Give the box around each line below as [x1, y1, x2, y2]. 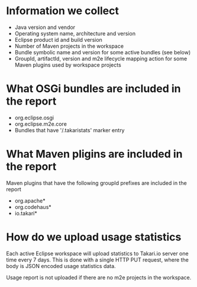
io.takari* [14, 210, 37, 217]
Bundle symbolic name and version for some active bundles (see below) [14, 48, 191, 56]
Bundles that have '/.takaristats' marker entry [14, 126, 125, 133]
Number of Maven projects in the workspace [14, 43, 124, 50]
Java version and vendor [14, 24, 76, 31]
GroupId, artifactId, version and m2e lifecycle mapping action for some [14, 55, 188, 62]
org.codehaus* [14, 203, 51, 210]
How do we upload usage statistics [6, 230, 182, 243]
